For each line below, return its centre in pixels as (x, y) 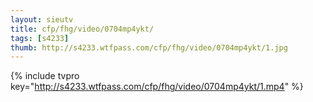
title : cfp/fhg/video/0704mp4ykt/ (82, 29)
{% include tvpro (45, 76)
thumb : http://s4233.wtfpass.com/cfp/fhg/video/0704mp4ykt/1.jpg (149, 47)
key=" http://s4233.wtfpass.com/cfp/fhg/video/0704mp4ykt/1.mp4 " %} (157, 87)
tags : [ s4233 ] (40, 38)
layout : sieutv (42, 19)
